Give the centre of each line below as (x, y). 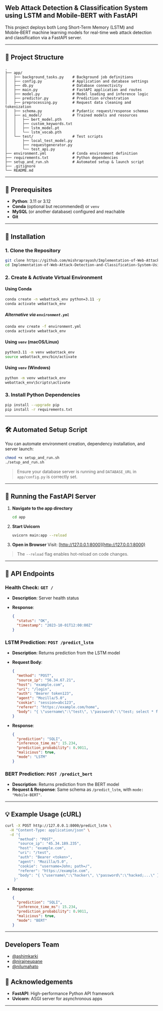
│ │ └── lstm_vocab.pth (33, 132)
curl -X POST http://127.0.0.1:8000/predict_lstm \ (58, 826)
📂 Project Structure (34, 57)
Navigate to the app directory (42, 508)
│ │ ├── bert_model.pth (33, 119)
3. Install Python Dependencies (43, 395)
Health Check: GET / (29, 587)
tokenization (18, 107)
